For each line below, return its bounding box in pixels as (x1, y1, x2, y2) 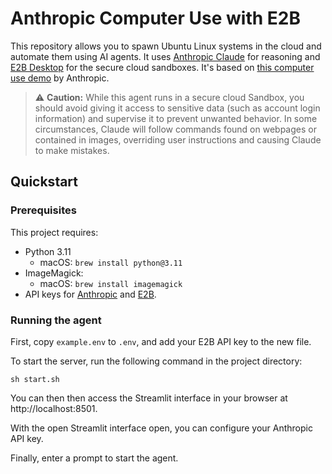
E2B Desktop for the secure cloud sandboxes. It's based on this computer (10, 61, 315, 73)
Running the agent (10, 313, 102, 327)
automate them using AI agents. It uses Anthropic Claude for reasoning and (10, 50, 321, 62)
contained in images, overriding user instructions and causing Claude (34, 133, 322, 146)
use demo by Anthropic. (10, 72, 110, 84)
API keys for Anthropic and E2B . (24, 288, 157, 300)
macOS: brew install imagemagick (39, 277, 183, 289)
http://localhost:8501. (10, 402, 98, 414)
